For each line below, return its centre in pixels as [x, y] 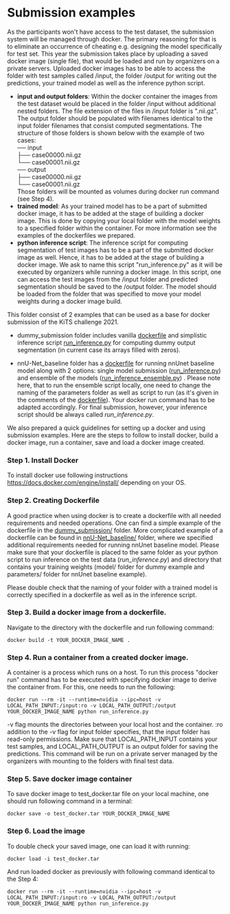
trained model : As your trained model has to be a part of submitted [112, 206]
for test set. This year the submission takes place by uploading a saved [107, 54]
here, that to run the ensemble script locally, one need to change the [114, 385]
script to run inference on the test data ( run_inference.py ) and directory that [114, 559]
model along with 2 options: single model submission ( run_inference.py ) [119, 371]
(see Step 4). [35, 198]
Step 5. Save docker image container [70, 779]
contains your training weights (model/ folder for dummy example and [106, 567]
